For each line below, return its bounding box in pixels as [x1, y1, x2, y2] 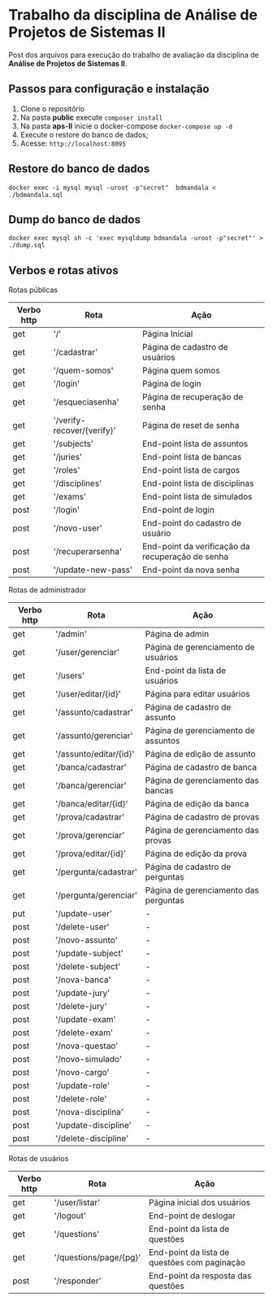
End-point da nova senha [141, 564, 240, 575]
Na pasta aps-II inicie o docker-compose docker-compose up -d [19, 120, 233, 131]
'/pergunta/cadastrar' [55, 867, 138, 878]
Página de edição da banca [145, 798, 249, 810]
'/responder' [54, 1275, 102, 1287]
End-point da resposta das [149, 1270, 252, 1282]
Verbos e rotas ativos [8, 263, 119, 277]
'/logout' [54, 1210, 87, 1221]
